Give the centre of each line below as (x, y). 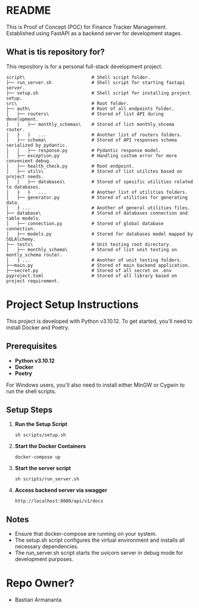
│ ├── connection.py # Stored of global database (85, 223)
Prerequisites (32, 346)
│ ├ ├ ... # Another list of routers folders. (94, 135)
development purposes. (44, 559)
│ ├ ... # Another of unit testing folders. (94, 260)
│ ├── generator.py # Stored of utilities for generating (97, 197)
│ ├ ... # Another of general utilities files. (98, 208)
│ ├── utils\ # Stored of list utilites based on (94, 171)
